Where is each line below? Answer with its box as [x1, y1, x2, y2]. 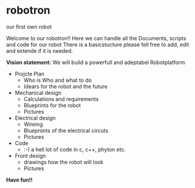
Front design [14, 152, 46, 159]
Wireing [23, 120, 43, 128]
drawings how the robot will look [23, 158, 104, 165]
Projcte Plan [14, 70, 45, 77]
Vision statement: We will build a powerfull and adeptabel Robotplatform [6, 59, 185, 66]
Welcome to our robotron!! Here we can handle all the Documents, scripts [6, 34, 186, 42]
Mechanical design [14, 89, 62, 96]
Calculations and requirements [23, 95, 99, 103]
